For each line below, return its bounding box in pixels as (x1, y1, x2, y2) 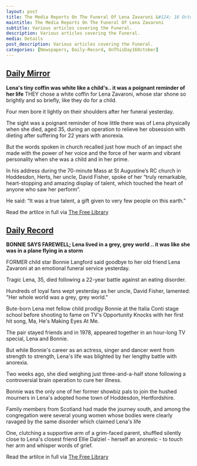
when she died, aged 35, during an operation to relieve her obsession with (6, 126, 186, 133)
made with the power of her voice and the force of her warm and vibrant (6, 149, 181, 156)
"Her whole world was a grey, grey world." (6, 294, 108, 301)
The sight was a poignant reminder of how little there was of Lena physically (6, 119, 191, 126)
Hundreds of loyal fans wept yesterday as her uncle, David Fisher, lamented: (6, 288, 191, 295)
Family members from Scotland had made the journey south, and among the (6, 406, 191, 413)
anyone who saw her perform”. (6, 185, 81, 193)
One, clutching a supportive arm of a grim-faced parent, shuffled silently (6, 430, 182, 437)
